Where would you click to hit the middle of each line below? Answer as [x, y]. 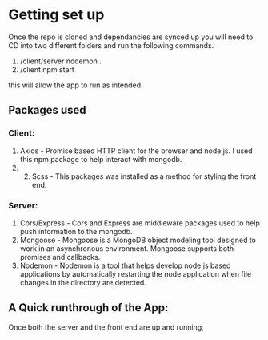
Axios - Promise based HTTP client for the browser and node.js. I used [136, 151]
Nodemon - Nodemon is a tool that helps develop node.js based [125, 265]
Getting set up [56, 15]
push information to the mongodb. [76, 231]
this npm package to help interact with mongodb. [101, 159]
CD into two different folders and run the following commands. [111, 45]
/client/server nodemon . [60, 61]
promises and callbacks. [60, 257]
